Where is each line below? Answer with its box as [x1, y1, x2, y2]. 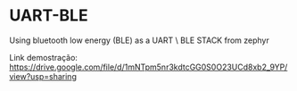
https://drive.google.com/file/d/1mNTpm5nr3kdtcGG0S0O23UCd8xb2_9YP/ [9, 62, 288, 72]
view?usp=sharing [9, 70, 78, 81]
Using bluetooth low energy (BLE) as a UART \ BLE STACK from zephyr [9, 35, 270, 45]
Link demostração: [9, 52, 78, 62]
